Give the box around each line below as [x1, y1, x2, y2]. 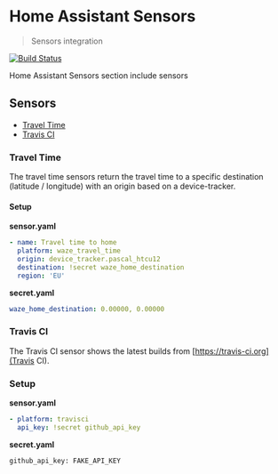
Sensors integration [30, 36, 104, 46]
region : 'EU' [17, 271, 66, 280]
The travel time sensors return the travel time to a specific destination [9, 172, 264, 182]
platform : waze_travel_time [17, 246, 122, 255]
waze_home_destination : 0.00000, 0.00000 [9, 304, 165, 313]
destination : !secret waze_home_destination [17, 262, 185, 272]
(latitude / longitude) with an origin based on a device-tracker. [9, 181, 236, 192]
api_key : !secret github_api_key [17, 422, 141, 432]
